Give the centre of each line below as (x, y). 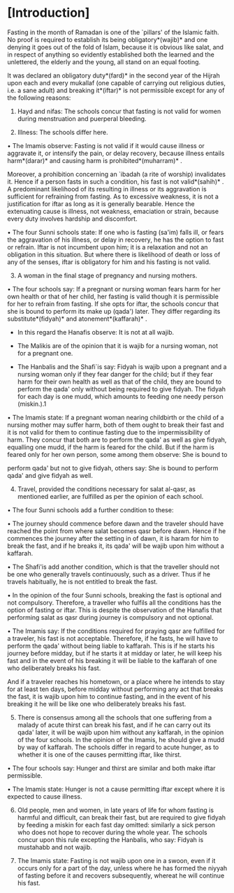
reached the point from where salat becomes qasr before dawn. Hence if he (117, 531)
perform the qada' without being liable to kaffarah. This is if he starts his (111, 646)
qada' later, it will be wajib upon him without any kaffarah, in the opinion (120, 732)
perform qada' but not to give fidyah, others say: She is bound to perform (113, 468)
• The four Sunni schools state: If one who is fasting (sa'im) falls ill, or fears (116, 232)
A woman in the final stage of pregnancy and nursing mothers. (107, 275)
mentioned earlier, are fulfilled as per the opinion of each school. (110, 496)
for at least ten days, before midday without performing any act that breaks (115, 689)
